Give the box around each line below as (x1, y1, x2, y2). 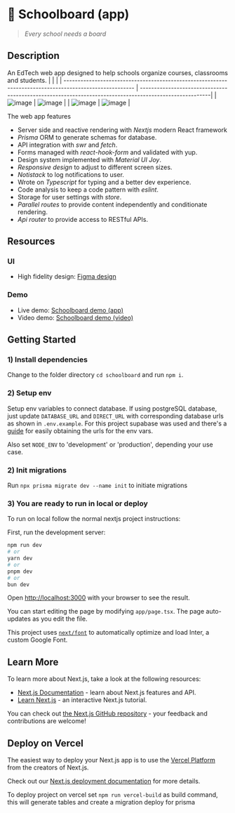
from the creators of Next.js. (7, 763, 89, 772)
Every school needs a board (24, 29, 107, 38)
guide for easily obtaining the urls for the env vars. (7, 426, 154, 435)
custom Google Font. (7, 635, 68, 645)
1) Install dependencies (7, 355, 88, 364)
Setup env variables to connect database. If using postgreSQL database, (7, 404, 217, 413)
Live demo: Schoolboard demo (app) (17, 305, 124, 315)
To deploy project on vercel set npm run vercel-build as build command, (7, 791, 219, 799)
